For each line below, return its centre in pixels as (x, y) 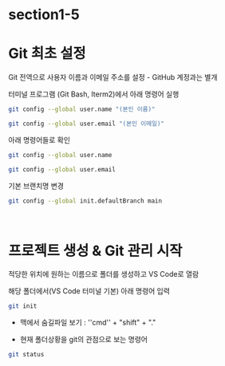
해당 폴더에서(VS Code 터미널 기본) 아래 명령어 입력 (89, 291)
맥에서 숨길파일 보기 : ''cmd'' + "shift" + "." (88, 323)
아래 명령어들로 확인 (39, 140)
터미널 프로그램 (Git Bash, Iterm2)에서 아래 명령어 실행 (94, 94)
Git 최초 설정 (47, 54)
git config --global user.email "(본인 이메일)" (87, 124)
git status (26, 355)
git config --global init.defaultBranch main (85, 201)
